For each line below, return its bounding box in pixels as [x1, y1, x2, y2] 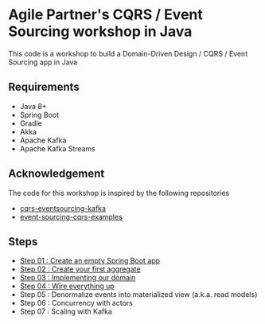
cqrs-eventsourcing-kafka [19, 203, 106, 213]
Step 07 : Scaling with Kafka [19, 306, 113, 316]
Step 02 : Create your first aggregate [19, 264, 141, 274]
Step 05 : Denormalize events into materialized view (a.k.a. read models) [19, 290, 258, 299]
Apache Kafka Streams [19, 143, 95, 153]
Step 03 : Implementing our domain [19, 273, 136, 283]
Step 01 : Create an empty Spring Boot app [19, 256, 161, 266]
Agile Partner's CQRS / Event [8, 6, 203, 24]
